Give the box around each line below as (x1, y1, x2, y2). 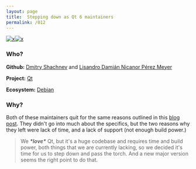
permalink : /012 (6, 19, 46, 25)
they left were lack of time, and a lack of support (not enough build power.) (6, 126, 187, 133)
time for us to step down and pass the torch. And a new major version (20, 150, 189, 157)
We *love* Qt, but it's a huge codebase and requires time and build (20, 137, 183, 144)
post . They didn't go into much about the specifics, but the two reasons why (6, 120, 190, 127)
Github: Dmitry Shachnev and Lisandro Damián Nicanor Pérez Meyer (6, 63, 173, 70)
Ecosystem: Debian (6, 86, 54, 93)
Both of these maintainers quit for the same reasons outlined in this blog (6, 113, 180, 120)
